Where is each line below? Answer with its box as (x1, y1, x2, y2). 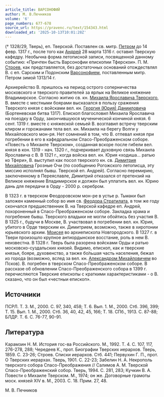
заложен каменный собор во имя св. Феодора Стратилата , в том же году (5, 198, 160, 204)
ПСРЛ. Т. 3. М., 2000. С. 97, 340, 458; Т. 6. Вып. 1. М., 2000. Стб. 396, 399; (5, 303, 160, 309)
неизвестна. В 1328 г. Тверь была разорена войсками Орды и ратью (5, 240, 149, 245)
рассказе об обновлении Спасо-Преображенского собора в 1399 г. (5, 266, 147, 271)
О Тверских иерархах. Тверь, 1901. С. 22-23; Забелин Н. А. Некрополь (5, 357, 153, 363)
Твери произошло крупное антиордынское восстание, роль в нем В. (5, 235, 149, 240)
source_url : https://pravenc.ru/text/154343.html (5, 26, 109, 30)
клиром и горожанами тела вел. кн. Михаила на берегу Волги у (5, 126, 139, 132)
